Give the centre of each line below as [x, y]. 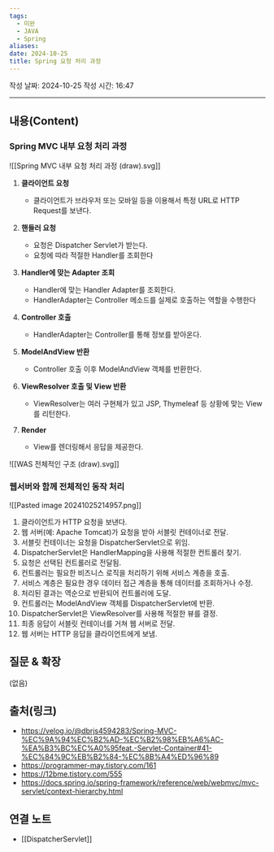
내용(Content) [44, 122]
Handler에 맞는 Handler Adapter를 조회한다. [104, 289]
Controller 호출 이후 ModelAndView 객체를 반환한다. [117, 369]
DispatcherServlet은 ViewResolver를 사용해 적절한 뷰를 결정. [120, 613]
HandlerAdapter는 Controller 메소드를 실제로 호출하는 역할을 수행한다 [144, 300]
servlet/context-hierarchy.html [72, 791]
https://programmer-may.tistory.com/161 [89, 766]
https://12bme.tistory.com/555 [72, 774]
